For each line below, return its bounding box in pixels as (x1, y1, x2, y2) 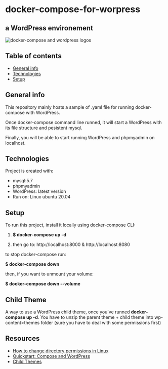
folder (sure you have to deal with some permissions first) (40, 320, 161, 326)
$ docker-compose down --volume (5, 281, 81, 287)
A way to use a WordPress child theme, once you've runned (5, 309, 130, 315)
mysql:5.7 (12, 178, 33, 184)
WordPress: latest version (12, 188, 67, 194)
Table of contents (5, 52, 62, 60)
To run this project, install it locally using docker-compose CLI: (5, 222, 136, 228)
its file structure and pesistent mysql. (5, 125, 82, 131)
